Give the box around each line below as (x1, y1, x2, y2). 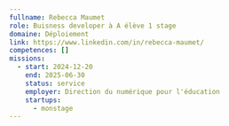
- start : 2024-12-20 (17, 63, 93, 72)
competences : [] (9, 46, 69, 55)
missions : (9, 54, 46, 63)
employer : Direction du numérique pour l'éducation (25, 87, 220, 96)
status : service (25, 79, 86, 88)
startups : (25, 95, 62, 105)
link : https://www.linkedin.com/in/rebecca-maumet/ (9, 37, 204, 47)
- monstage (32, 104, 74, 113)
